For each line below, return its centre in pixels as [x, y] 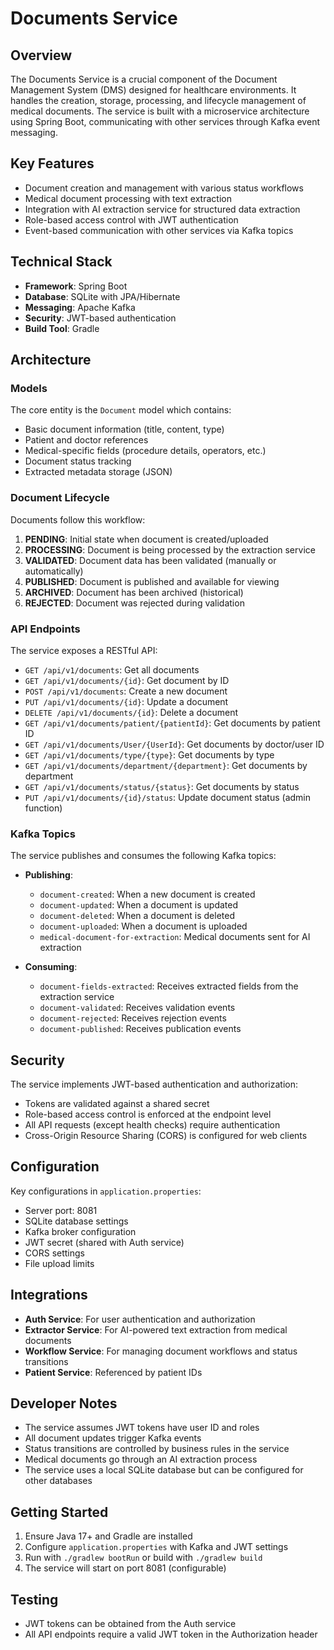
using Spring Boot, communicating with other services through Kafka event [165, 121]
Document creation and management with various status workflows [164, 188]
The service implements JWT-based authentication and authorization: [154, 1084]
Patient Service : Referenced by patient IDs [113, 1372]
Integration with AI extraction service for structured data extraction [162, 209]
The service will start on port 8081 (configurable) [125, 1568]
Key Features [52, 163]
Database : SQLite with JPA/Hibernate [102, 296]
